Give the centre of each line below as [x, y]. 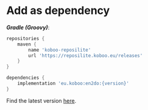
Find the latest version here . [41, 100]
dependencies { [26, 78]
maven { [27, 44]
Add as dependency [58, 11]
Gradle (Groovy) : [28, 27]
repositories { [26, 38]
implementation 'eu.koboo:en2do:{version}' [73, 84]
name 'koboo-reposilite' [60, 50]
